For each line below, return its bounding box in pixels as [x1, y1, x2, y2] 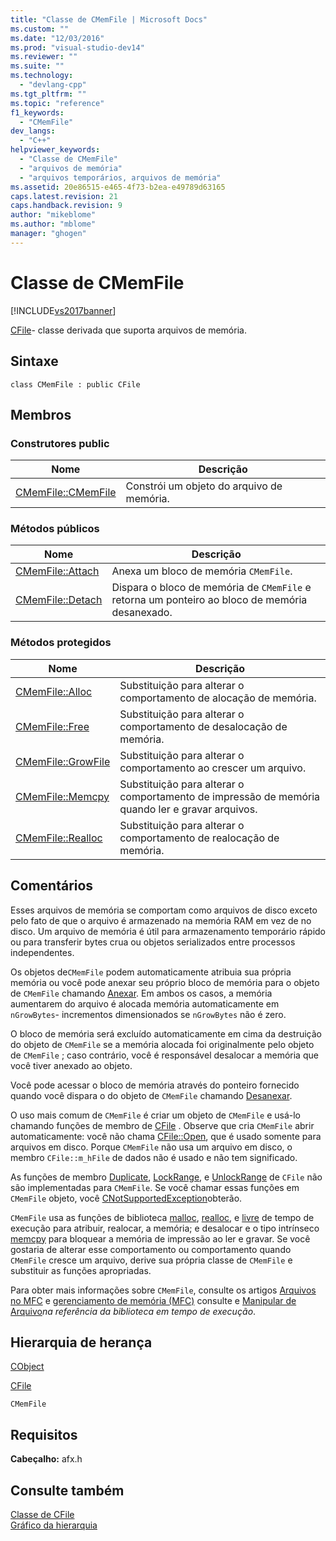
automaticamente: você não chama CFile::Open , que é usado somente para [10, 1130, 322, 1142]
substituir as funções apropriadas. [10, 1264, 152, 1276]
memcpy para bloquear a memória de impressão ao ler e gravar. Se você [10, 1232, 311, 1245]
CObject [10, 1361, 45, 1373]
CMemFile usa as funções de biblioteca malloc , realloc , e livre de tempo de [10, 1211, 315, 1223]
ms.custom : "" [10, 24, 70, 34]
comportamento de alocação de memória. [119, 691, 317, 705]
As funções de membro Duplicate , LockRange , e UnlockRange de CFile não [10, 1171, 323, 1183]
